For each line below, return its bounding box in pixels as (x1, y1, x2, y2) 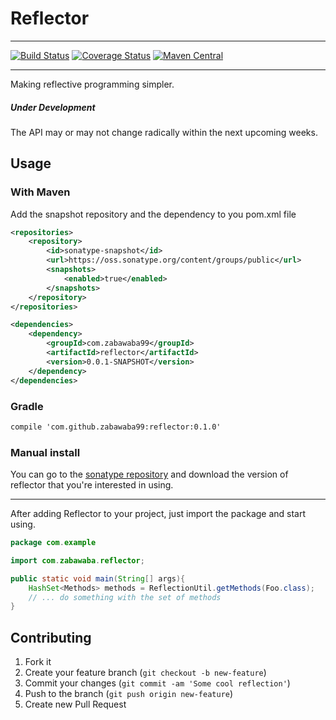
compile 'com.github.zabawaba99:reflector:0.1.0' (10, 422, 222, 432)
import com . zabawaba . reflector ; (10, 555, 145, 566)
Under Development (10, 101, 96, 113)
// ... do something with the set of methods (28, 592, 222, 602)
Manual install (10, 445, 81, 459)
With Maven (10, 185, 71, 199)
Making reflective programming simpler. (10, 78, 175, 90)
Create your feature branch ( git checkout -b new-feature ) (24, 667, 267, 679)
